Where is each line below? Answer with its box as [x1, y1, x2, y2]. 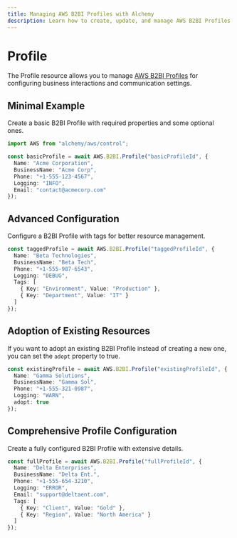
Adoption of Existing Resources [7, 325, 151, 337]
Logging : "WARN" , [14, 392, 65, 399]
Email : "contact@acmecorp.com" [14, 186, 107, 194]
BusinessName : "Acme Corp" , [14, 166, 98, 174]
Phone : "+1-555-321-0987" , [14, 385, 94, 393]
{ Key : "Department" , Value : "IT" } [20, 292, 130, 299]
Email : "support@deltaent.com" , [14, 491, 110, 498]
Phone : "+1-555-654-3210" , [14, 478, 94, 485]
